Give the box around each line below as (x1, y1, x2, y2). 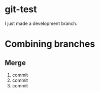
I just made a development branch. (5, 20, 77, 26)
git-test (5, 4, 37, 15)
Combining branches (5, 38, 95, 50)
